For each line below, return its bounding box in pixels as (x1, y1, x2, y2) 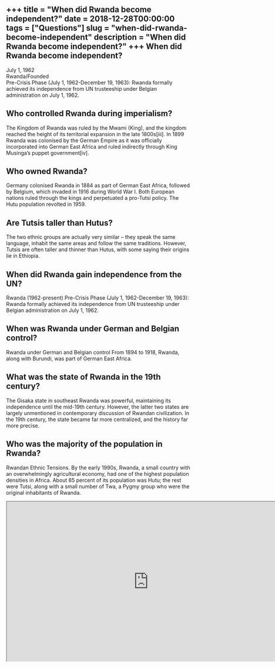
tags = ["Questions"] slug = (6, 23, 110, 33)
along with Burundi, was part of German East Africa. (6, 355, 132, 362)
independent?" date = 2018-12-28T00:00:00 (6, 14, 175, 24)
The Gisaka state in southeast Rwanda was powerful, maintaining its (6, 397, 172, 404)
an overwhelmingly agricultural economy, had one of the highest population (6, 470, 189, 477)
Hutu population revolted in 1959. (6, 200, 86, 208)
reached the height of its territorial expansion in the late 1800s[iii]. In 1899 (6, 130, 185, 137)
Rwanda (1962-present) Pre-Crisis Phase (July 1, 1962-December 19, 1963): (6, 294, 189, 301)
